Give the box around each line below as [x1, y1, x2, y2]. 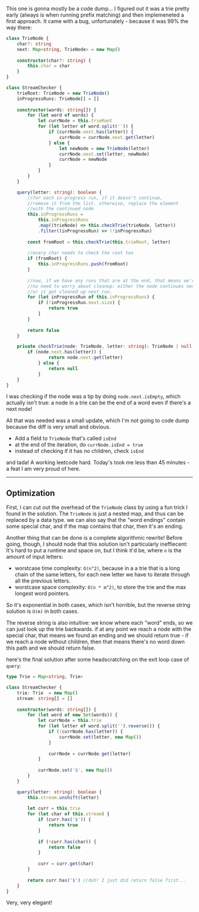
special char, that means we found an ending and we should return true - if [6, 632, 189, 639]
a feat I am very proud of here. [6, 465, 81, 473]
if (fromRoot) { [27, 255, 68, 262]
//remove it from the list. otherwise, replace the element [27, 200, 179, 207]
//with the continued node [27, 206, 94, 212]
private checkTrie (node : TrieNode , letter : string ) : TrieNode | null [17, 344, 192, 350]
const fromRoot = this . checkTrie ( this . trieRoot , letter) [27, 239, 171, 245]
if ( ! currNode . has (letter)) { [48, 729, 123, 735]
